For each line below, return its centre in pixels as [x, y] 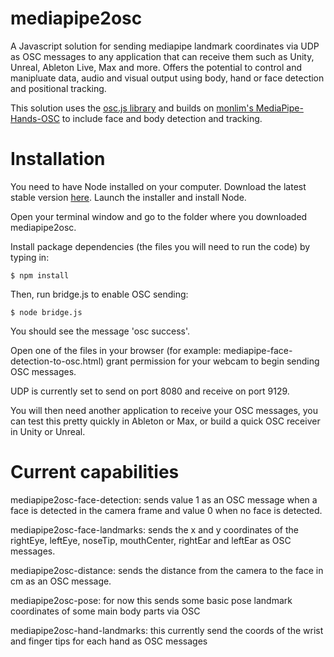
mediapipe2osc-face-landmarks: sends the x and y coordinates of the [154, 529]
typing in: [30, 257]
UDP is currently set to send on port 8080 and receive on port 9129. [150, 391]
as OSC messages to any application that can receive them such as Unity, [162, 56]
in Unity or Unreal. [48, 431]
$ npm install [40, 275]
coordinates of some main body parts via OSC [105, 611]
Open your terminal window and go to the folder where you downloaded [159, 216]
